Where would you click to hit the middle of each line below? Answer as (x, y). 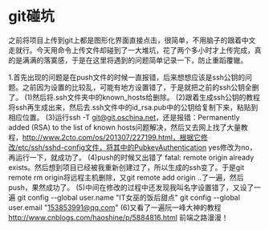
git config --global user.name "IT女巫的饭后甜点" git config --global (129, 197)
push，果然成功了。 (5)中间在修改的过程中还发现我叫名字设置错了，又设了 (131, 187)
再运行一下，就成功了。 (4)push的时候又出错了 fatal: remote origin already (131, 157)
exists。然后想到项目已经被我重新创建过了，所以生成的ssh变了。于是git (126, 167)
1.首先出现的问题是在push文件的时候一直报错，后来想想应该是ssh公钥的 (127, 77)
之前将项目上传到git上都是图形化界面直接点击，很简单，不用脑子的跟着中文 (132, 40)
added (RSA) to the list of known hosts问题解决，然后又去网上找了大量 (125, 127)
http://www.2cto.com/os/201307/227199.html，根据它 (112, 137)
